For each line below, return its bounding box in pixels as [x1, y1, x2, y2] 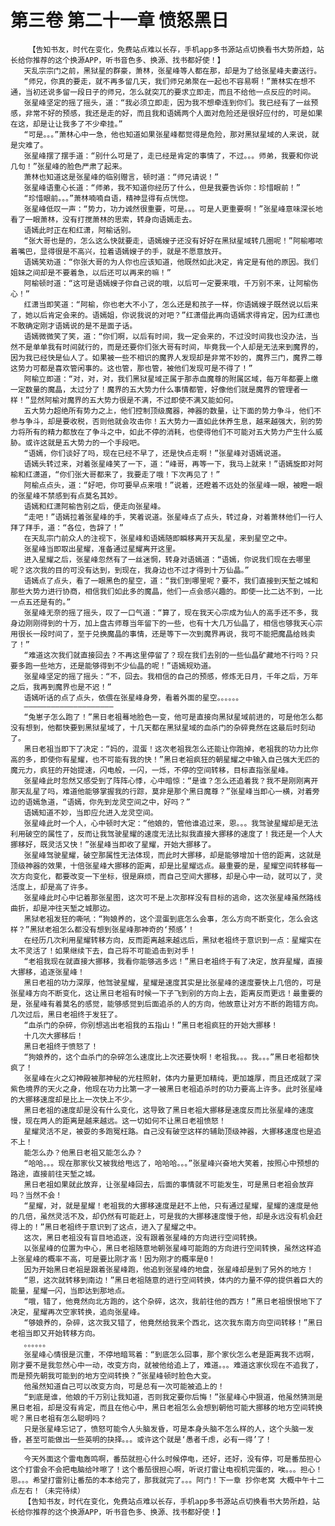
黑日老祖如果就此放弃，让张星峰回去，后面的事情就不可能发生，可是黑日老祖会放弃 [23, 1179, 315, 1190]
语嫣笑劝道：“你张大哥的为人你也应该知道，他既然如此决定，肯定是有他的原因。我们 [23, 257, 319, 267]
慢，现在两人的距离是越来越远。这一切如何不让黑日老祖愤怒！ [10, 1116, 227, 1126]
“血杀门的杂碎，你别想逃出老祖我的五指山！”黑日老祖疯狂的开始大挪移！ [23, 1020, 279, 1030]
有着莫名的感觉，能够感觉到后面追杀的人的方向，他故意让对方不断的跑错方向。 [47, 999, 323, 1009]
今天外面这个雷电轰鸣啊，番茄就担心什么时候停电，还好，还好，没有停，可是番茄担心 [23, 1454, 322, 1464]
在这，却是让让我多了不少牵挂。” [10, 119, 123, 129]
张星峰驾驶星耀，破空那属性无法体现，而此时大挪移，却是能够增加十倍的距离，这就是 [23, 850, 322, 860]
